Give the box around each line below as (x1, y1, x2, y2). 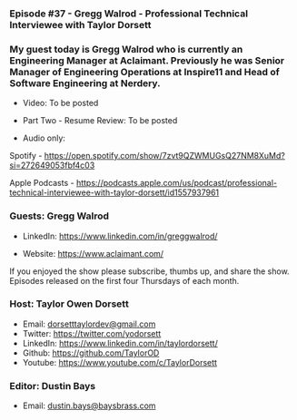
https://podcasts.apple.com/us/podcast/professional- (75, 178, 278, 189)
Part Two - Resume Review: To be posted (22, 115, 178, 126)
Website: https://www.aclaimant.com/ (22, 248, 164, 259)
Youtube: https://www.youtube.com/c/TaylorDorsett (22, 357, 218, 367)
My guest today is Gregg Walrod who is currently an (9, 43, 243, 55)
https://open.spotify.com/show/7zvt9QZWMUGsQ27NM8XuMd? (44, 151, 286, 161)
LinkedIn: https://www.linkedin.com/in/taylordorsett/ (22, 337, 218, 348)
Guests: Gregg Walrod (9, 210, 110, 222)
